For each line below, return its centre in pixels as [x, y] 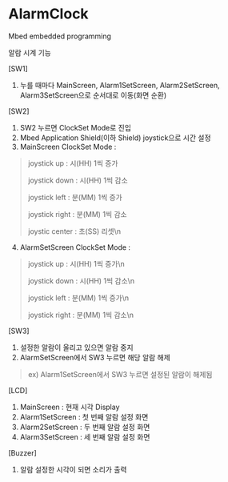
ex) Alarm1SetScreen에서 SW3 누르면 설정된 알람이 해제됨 [120, 374]
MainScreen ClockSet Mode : [68, 147]
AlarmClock [49, 14]
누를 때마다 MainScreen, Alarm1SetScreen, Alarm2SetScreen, [120, 85]
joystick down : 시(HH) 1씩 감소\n [81, 280]
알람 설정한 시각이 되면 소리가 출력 [73, 469]
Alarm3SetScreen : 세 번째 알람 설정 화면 [85, 436]
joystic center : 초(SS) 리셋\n [74, 231]
